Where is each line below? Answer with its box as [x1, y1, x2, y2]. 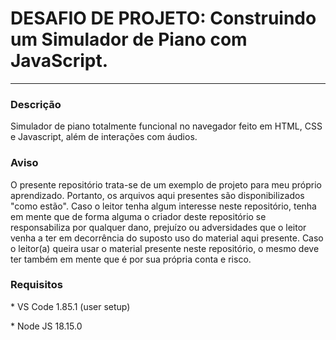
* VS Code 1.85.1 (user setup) [10, 300, 131, 312]
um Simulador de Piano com [10, 28, 248, 51]
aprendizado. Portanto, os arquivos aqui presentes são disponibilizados [10, 189, 305, 201]
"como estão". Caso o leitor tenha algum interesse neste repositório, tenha [10, 200, 317, 212]
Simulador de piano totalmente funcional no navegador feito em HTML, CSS [10, 120, 323, 132]
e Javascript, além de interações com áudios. [10, 131, 198, 143]
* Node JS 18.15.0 [10, 320, 83, 332]
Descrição [10, 97, 62, 111]
